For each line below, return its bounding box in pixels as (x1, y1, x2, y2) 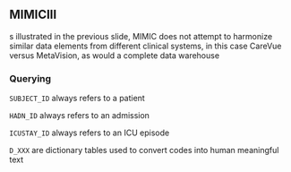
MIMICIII (9, 7, 57, 22)
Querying (9, 72, 52, 84)
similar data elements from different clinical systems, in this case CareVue (9, 40, 282, 51)
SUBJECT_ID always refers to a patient (9, 93, 145, 104)
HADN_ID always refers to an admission (9, 110, 150, 121)
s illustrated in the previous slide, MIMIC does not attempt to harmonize (9, 30, 273, 41)
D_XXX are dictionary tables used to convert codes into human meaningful (9, 145, 279, 156)
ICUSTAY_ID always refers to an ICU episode (9, 127, 170, 138)
